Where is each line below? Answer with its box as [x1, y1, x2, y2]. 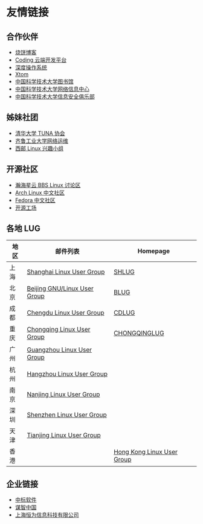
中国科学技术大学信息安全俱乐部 [14, 93, 95, 100]
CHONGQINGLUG [114, 329, 164, 338]
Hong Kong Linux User [114, 448, 178, 456]
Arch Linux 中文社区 [14, 189, 65, 196]
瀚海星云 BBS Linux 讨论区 [14, 181, 81, 188]
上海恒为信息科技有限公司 [14, 511, 79, 519]
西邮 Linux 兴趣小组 [14, 145, 64, 152]
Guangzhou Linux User [27, 346, 92, 354]
